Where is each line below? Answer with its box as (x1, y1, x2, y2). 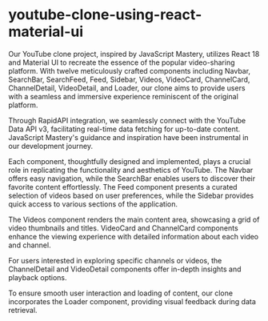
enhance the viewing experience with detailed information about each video (8, 231, 259, 241)
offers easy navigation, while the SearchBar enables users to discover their (8, 174, 256, 183)
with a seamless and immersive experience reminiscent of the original (8, 91, 238, 101)
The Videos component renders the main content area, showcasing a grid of (8, 215, 260, 224)
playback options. (8, 272, 67, 282)
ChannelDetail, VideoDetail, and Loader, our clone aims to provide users (8, 82, 246, 93)
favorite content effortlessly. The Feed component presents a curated (8, 182, 238, 191)
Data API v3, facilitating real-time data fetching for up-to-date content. (8, 124, 241, 134)
